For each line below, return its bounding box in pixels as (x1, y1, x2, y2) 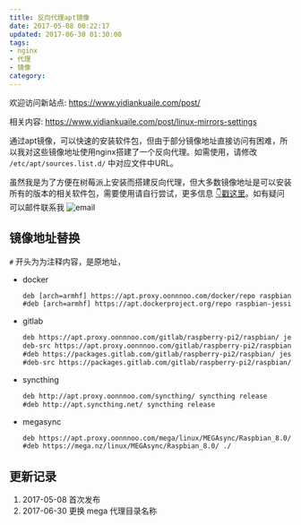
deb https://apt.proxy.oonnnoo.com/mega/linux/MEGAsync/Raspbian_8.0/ (21, 434, 292, 443)
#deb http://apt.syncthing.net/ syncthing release (21, 400, 216, 409)
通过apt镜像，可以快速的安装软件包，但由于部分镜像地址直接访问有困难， (9, 135, 280, 146)
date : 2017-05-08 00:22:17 (9, 22, 110, 30)
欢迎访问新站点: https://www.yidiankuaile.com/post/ (9, 97, 201, 108)
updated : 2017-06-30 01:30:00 (9, 30, 123, 39)
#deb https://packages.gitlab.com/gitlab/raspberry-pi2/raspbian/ (21, 350, 276, 359)
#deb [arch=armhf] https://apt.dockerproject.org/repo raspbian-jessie (21, 299, 296, 309)
